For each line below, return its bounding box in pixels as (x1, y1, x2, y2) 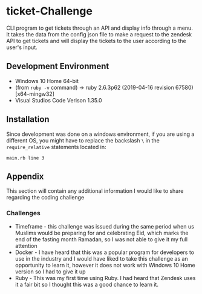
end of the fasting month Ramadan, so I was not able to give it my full (15, 235, 188, 243)
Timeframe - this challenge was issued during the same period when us (15, 222, 195, 230)
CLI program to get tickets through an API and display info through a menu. (6, 24, 194, 32)
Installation (6, 114, 50, 125)
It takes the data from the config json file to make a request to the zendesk (6, 30, 192, 38)
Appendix (6, 171, 44, 181)
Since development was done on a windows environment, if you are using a (6, 130, 195, 138)
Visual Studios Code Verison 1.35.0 (15, 96, 102, 104)
